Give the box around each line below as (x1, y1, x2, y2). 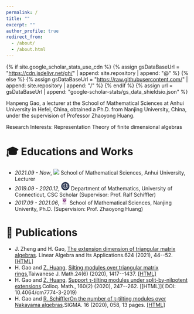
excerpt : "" (6, 22, 35, 28)
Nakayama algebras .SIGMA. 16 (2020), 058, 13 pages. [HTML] (14, 301, 165, 308)
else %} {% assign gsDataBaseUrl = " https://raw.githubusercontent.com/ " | (6, 76, 188, 83)
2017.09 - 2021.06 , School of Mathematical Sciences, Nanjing (14, 199, 172, 206)
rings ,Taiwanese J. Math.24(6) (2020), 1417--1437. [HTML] (14, 270, 156, 277)
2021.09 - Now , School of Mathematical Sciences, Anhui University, (14, 169, 186, 176)
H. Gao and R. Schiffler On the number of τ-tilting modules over (14, 295, 166, 302)
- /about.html (11, 47, 46, 53)
